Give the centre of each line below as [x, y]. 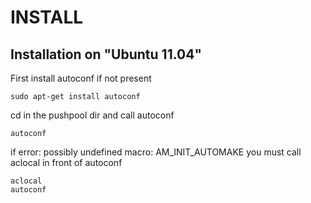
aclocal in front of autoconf [66, 162]
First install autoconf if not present [81, 78]
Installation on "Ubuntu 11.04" [106, 54]
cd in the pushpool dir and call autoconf [92, 115]
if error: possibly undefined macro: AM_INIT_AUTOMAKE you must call [156, 152]
